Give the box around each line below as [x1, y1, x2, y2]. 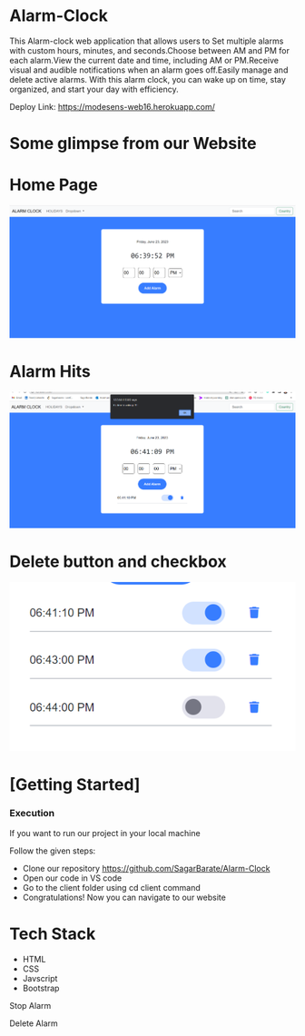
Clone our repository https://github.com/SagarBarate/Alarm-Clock [22, 863, 271, 873]
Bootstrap [22, 982, 60, 993]
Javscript [22, 972, 58, 983]
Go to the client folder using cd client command [22, 882, 202, 893]
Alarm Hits [9, 361, 91, 382]
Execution [9, 807, 55, 820]
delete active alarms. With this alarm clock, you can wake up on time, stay [9, 74, 286, 84]
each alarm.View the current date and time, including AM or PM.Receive [9, 54, 280, 65]
